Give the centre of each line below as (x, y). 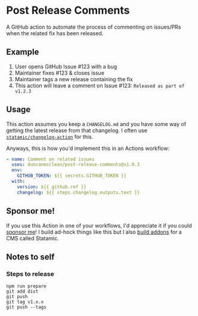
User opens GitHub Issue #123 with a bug (66, 66)
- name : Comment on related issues (50, 159)
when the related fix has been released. (55, 33)
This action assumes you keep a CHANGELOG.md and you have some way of (96, 124)
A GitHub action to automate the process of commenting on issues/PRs (94, 27)
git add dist (22, 292)
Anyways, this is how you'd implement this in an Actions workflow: (88, 148)
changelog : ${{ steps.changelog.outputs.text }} (78, 192)
